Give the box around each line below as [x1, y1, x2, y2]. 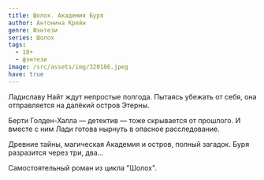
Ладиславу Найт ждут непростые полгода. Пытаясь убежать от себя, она [8, 92, 257, 101]
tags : [8, 41, 26, 49]
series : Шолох [8, 33, 55, 42]
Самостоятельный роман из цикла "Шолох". [8, 163, 158, 172]
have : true [8, 70, 44, 78]
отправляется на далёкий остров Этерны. [8, 100, 150, 110]
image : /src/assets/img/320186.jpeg [8, 63, 128, 71]
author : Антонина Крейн [8, 19, 87, 27]
